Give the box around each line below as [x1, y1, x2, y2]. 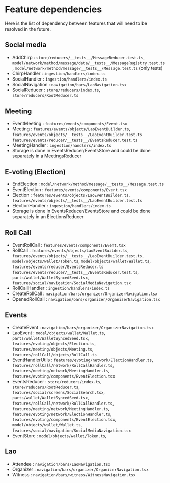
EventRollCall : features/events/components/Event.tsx [12, 242, 126, 248]
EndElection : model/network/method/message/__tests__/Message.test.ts [12, 181, 164, 187]
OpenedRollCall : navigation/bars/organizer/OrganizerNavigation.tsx [12, 296, 160, 302]
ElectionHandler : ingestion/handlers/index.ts [12, 203, 111, 209]
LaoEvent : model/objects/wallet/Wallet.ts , [12, 330, 105, 336]
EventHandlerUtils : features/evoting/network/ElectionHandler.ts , [12, 357, 153, 363]
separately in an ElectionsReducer [12, 213, 84, 220]
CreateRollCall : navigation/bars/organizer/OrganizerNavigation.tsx [12, 290, 158, 297]
